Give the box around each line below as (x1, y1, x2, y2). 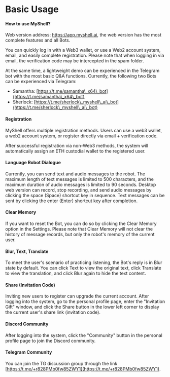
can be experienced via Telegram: (5, 79, 77, 85)
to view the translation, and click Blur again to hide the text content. (5, 270, 146, 277)
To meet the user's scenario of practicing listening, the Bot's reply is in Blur (5, 259, 162, 266)
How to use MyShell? (5, 20, 51, 26)
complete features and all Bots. (5, 37, 71, 44)
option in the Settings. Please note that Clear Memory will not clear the (5, 226, 153, 232)
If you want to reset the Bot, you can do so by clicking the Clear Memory (5, 220, 157, 227)
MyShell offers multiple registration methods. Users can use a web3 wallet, (5, 127, 162, 133)
